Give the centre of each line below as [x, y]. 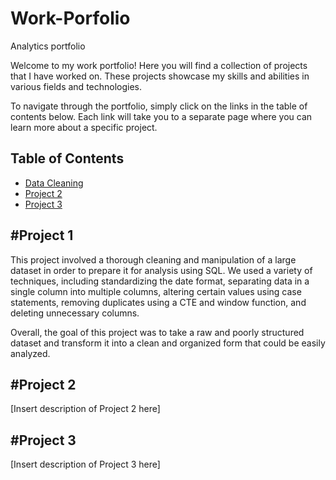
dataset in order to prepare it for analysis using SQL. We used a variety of [161, 270]
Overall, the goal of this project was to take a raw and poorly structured [157, 332]
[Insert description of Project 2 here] [85, 409]
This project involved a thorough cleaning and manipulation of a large [153, 259]
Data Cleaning [54, 183]
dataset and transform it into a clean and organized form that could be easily [168, 343]
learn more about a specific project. [84, 127]
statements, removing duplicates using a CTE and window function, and [158, 302]
